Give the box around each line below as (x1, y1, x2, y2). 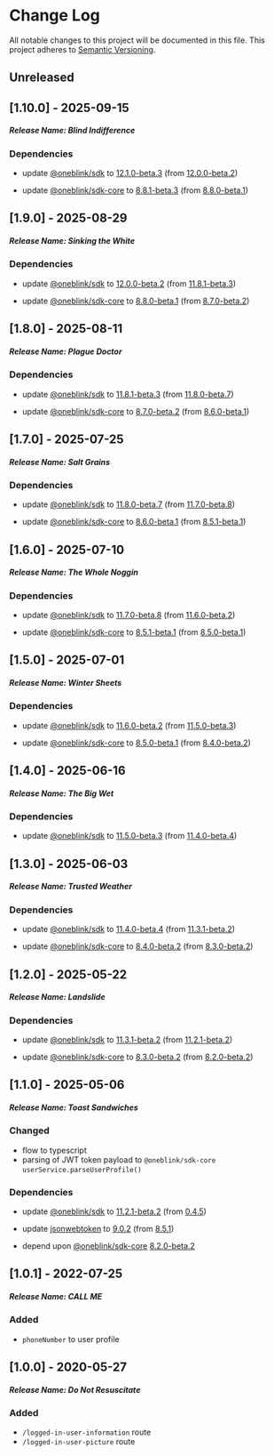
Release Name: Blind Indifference (9, 125, 136, 136)
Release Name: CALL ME (9, 1291, 103, 1301)
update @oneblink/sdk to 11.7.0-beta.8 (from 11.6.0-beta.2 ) (21, 610, 236, 620)
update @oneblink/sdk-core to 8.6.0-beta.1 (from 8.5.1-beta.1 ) (21, 517, 247, 527)
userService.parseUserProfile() (21, 1165, 142, 1174)
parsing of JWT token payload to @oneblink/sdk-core (21, 1154, 216, 1165)
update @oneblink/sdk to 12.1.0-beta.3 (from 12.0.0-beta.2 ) (21, 168, 239, 179)
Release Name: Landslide (9, 992, 106, 1002)
